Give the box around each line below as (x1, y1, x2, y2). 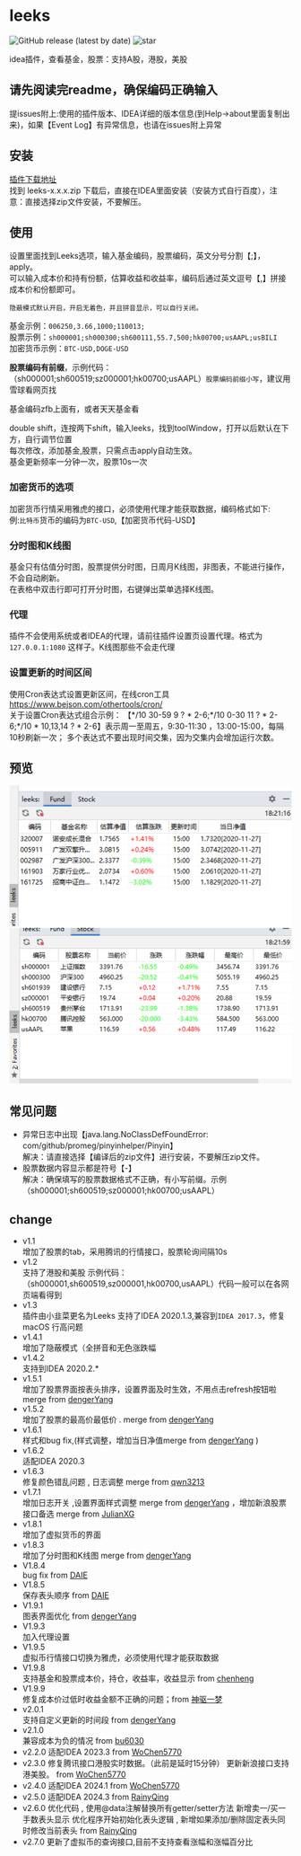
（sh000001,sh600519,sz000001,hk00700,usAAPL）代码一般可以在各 (21, 1278, 282, 1289)
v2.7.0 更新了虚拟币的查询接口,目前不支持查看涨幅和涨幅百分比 (21, 1836, 254, 1847)
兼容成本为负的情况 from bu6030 (21, 1736, 145, 1746)
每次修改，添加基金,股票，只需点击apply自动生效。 (9, 446, 197, 456)
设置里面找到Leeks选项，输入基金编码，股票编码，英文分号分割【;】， (9, 251, 266, 261)
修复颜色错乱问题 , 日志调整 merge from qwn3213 (21, 1477, 205, 1488)
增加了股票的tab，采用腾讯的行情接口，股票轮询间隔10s (21, 1246, 228, 1258)
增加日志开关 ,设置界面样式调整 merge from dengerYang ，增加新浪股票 (21, 1498, 287, 1508)
